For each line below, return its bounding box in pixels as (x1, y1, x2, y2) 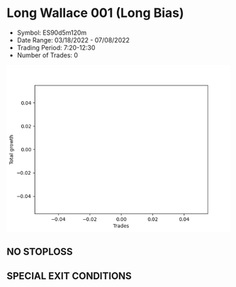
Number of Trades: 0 (16, 51, 79, 59)
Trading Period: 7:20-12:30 (16, 43, 96, 52)
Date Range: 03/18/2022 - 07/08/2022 (16, 35, 130, 44)
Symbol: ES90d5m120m (16, 28, 87, 37)
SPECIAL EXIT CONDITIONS (6, 270, 132, 282)
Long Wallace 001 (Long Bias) (6, 5, 185, 21)
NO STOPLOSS (6, 246, 73, 258)
